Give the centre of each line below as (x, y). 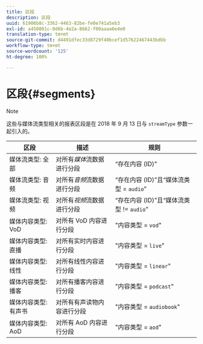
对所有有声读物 (77, 302)
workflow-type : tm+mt (34, 46)
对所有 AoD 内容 (78, 322)
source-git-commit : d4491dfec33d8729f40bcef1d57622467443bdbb (86, 40)
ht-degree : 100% (27, 57)
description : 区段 (28, 18)
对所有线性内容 (77, 261)
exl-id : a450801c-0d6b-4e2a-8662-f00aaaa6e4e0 (66, 29)
